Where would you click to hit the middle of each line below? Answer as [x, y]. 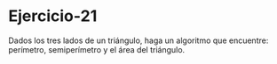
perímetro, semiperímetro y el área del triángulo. [97, 49]
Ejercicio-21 [53, 16]
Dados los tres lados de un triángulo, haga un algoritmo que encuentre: [138, 40]
